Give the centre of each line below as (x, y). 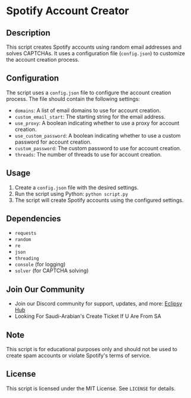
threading (27, 259)
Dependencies (34, 219)
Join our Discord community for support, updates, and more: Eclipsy (98, 304)
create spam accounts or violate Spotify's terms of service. (79, 356)
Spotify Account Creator (68, 11)
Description (28, 33)
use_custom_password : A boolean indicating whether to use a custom (98, 135)
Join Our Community (45, 289)
